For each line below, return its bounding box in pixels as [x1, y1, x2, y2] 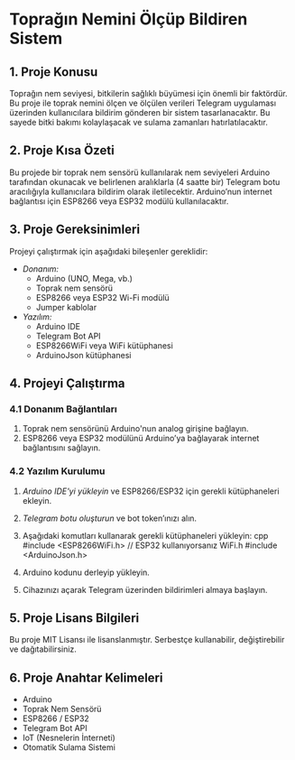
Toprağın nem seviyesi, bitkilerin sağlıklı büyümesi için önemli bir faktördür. [9, 88, 288, 98]
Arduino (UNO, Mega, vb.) [35, 273, 134, 283]
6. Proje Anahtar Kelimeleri [9, 670, 163, 685]
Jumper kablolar [35, 301, 97, 312]
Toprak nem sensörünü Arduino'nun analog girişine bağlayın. [22, 423, 250, 434]
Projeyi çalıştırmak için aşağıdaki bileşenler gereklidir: [9, 246, 208, 256]
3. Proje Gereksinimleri [9, 222, 141, 237]
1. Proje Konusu [9, 64, 98, 79]
